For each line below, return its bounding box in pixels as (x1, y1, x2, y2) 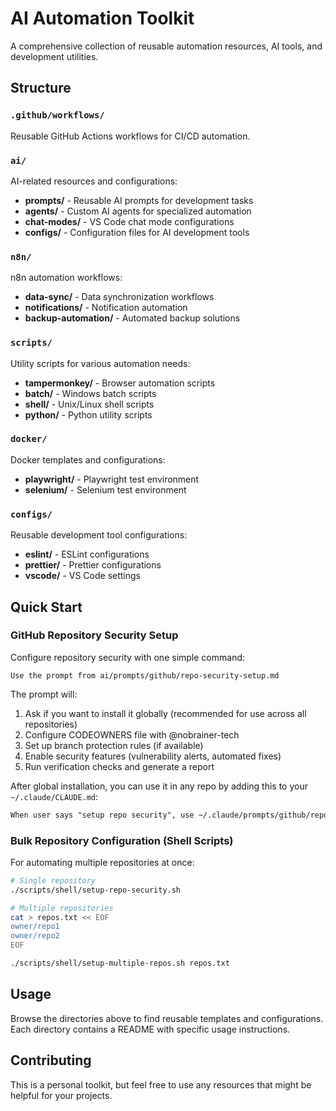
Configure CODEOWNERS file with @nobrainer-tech (24, 728, 240, 741)
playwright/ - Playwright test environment (24, 473, 200, 485)
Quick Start (10, 598, 83, 616)
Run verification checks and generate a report (24, 760, 215, 772)
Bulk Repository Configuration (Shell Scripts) (10, 833, 234, 847)
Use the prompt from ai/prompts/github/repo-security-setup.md (10, 670, 280, 681)
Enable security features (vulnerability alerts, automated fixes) (24, 750, 282, 762)
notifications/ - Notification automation (24, 302, 188, 314)
